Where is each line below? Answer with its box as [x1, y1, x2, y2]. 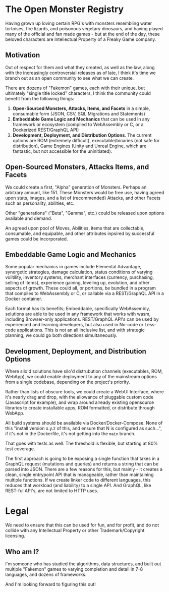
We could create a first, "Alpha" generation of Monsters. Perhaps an [5, 184, 147, 190]
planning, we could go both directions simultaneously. [5, 332, 118, 338]
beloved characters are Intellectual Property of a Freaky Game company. [5, 36, 156, 42]
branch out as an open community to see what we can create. [5, 75, 134, 81]
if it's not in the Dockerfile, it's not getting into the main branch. [5, 431, 136, 437]
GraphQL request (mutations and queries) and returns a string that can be [5, 461, 159, 467]
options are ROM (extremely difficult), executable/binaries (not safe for [12, 137, 160, 143]
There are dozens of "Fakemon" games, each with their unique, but [5, 85, 145, 91]
